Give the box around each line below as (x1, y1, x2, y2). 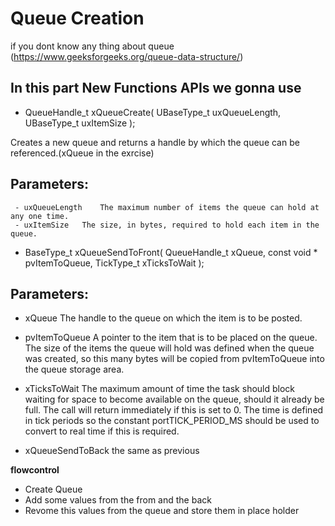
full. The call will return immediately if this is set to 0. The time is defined (24, 404, 324, 416)
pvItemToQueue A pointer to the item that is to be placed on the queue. (24, 332, 318, 344)
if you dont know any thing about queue (10, 40, 175, 52)
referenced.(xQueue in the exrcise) (10, 147, 155, 159)
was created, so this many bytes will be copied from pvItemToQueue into (24, 353, 325, 365)
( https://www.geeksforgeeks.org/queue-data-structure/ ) (10, 50, 244, 62)
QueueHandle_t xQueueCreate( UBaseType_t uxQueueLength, (24, 106, 282, 118)
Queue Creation (10, 7, 145, 30)
